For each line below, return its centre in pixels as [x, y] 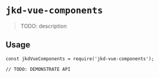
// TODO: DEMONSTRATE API [38, 69]
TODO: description [44, 26]
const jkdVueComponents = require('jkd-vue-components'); [80, 59]
